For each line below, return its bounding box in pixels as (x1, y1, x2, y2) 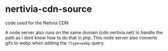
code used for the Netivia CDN (5, 20, 69, 26)
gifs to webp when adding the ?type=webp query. (5, 40, 105, 46)
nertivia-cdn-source (5, 3, 92, 15)
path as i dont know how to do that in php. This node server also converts (5, 35, 157, 41)
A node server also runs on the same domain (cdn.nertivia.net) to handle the (5, 29, 163, 35)
